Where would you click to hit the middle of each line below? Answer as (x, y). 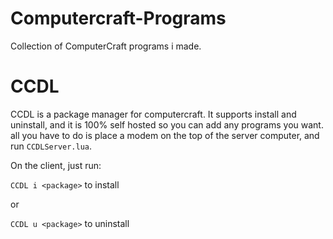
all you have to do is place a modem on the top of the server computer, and (165, 135)
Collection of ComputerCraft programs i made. (106, 46)
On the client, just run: (56, 165)
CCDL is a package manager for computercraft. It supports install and (153, 114)
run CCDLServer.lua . (51, 146)
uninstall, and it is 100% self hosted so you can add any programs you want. (167, 124)
